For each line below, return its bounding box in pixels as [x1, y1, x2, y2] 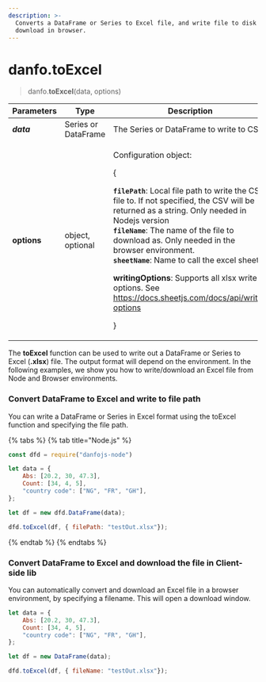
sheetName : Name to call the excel [113, 255, 237, 266]
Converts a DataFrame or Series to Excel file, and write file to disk [15, 19, 257, 27]
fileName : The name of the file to [113, 225, 234, 236]
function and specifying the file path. [8, 420, 129, 429]
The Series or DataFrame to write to [113, 124, 246, 135]
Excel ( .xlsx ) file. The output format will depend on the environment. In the [8, 357, 252, 366]
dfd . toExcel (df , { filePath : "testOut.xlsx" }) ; [8, 523, 169, 531]
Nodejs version [113, 215, 169, 226]
